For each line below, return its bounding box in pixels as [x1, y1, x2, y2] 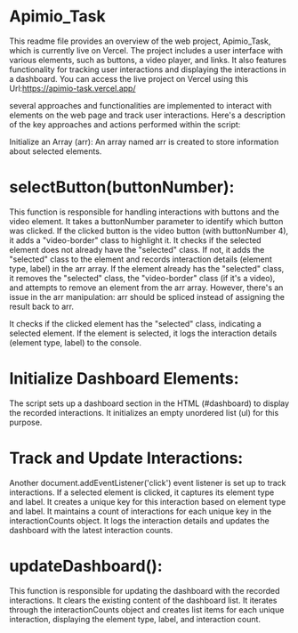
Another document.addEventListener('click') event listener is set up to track [9, 477, 286, 488]
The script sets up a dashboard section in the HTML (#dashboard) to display [9, 398, 290, 409]
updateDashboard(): [9, 556, 163, 576]
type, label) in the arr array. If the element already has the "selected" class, [9, 263, 285, 273]
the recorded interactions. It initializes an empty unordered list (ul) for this [9, 407, 279, 418]
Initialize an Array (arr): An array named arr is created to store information [9, 136, 279, 147]
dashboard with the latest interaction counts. [9, 524, 173, 535]
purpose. [9, 417, 43, 427]
